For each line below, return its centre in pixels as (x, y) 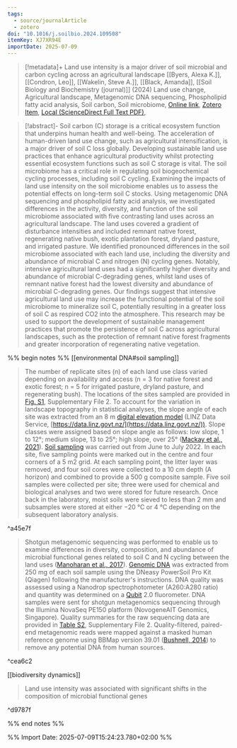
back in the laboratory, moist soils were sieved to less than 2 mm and (125, 499)
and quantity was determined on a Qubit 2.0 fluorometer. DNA (115, 595)
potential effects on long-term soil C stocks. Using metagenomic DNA (126, 193)
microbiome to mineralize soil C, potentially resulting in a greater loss (125, 306)
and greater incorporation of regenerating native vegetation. (112, 344)
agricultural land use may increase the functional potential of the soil (125, 299)
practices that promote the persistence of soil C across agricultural (122, 329)
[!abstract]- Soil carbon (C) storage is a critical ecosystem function (122, 126)
